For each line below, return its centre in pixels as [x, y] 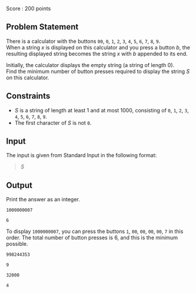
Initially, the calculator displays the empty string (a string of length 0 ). [90, 65]
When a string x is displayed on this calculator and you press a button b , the [98, 47]
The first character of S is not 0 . [53, 122]
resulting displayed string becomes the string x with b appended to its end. [97, 54]
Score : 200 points [29, 9]
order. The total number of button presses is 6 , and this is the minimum [92, 238]
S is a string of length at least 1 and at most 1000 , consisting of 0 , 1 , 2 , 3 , [102, 110]
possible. [17, 244]
